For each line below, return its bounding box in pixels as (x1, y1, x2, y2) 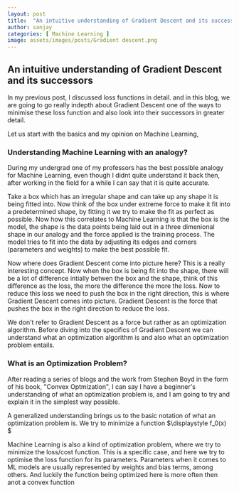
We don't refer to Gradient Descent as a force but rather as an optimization (7, 318, 227, 327)
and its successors (7, 74, 94, 86)
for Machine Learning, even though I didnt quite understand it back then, (7, 171, 221, 180)
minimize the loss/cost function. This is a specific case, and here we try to (7, 447, 225, 456)
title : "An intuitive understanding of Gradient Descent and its (7, 17, 208, 24)
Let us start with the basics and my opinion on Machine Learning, (7, 129, 199, 138)
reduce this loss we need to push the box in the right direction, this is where (7, 289, 230, 298)
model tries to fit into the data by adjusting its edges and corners (7, 237, 197, 246)
